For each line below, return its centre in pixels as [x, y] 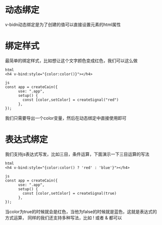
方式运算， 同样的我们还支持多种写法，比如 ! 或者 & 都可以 [63, 218]
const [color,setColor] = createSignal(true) [70, 193]
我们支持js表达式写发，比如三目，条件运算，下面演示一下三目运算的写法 [77, 154]
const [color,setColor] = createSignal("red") [71, 100]
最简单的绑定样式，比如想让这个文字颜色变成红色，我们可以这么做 [71, 60]
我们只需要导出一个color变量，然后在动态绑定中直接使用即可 [66, 118]
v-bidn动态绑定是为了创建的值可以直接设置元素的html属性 [63, 24]
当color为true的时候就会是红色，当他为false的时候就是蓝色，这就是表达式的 [81, 211]
